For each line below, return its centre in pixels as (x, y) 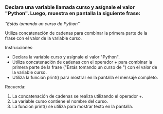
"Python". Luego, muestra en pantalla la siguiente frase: (73, 13)
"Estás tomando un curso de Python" (43, 24)
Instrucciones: (19, 48)
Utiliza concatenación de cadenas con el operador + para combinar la (82, 62)
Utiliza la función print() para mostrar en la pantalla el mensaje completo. (85, 78)
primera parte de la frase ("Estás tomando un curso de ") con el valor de (84, 67)
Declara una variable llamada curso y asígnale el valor (70, 7)
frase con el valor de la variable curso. (44, 38)
